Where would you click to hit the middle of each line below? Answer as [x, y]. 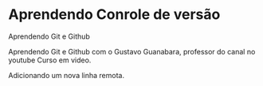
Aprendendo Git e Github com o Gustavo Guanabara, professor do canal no [132, 51]
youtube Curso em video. [50, 60]
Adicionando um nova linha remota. [67, 75]
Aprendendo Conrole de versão [114, 15]
